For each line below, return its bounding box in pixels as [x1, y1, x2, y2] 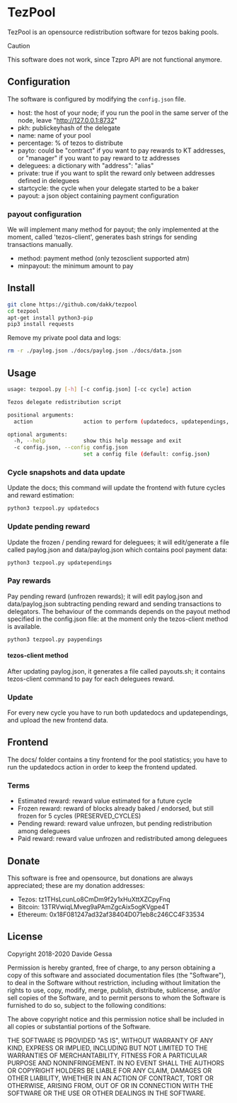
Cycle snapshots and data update [7, 467, 125, 477]
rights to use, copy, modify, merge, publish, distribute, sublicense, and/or [7, 986, 221, 994]
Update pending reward [7, 522, 91, 532]
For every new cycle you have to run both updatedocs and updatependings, [7, 708, 229, 717]
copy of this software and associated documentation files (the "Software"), [7, 970, 226, 979]
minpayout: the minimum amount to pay [17, 262, 134, 270]
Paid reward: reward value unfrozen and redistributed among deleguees [17, 835, 228, 843]
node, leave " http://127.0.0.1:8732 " [17, 116, 118, 124]
